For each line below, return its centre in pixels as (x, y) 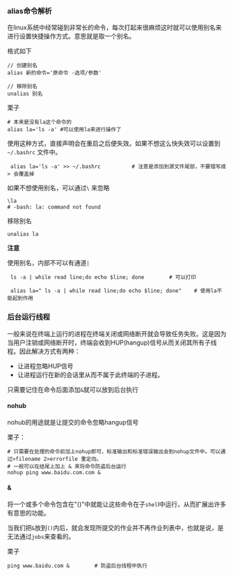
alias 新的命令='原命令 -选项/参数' (55, 73)
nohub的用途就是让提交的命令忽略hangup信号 (73, 422)
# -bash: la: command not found (54, 207)
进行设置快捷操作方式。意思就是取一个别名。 (71, 36)
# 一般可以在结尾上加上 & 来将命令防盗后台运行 (67, 466)
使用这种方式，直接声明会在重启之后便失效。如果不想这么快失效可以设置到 (114, 144)
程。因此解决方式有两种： (44, 351)
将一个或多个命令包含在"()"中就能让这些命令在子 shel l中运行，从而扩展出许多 (117, 504)
